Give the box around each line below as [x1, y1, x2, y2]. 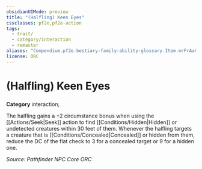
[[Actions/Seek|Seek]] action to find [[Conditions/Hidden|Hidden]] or [6, 118, 177, 126]
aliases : [6, 48, 28, 54]
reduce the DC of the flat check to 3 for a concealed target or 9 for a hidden [6, 137, 194, 144]
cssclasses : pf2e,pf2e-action [6, 20, 82, 26]
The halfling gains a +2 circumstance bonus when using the [6, 112, 155, 119]
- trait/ [11, 31, 34, 37]
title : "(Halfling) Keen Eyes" [6, 14, 85, 20]
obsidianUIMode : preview [6, 8, 69, 15]
